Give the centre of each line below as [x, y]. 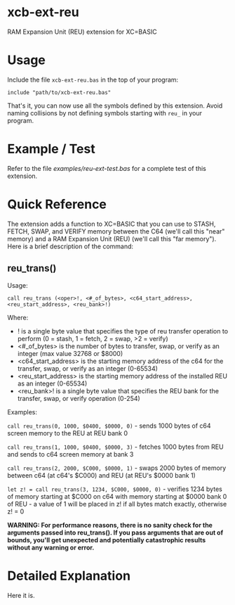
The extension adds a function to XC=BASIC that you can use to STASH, [112, 224]
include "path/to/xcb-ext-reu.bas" [59, 92]
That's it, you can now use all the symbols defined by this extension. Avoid [115, 106]
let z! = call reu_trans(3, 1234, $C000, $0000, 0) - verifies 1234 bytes [115, 489]
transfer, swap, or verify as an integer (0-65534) [87, 368]
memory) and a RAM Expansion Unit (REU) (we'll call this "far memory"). [112, 238]
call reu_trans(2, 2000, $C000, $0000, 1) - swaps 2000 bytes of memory [117, 468]
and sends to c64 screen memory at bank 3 [70, 454]
